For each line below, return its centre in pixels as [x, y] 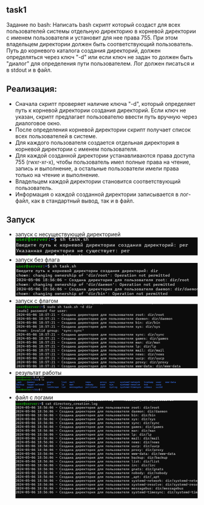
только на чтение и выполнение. [57, 175]
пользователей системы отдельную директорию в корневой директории [101, 31]
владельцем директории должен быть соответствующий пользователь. [100, 44]
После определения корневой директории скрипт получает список [103, 130]
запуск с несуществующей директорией [68, 234]
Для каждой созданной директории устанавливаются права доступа [105, 155]
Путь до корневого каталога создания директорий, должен [83, 50]
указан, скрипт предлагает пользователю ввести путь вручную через [106, 117]
